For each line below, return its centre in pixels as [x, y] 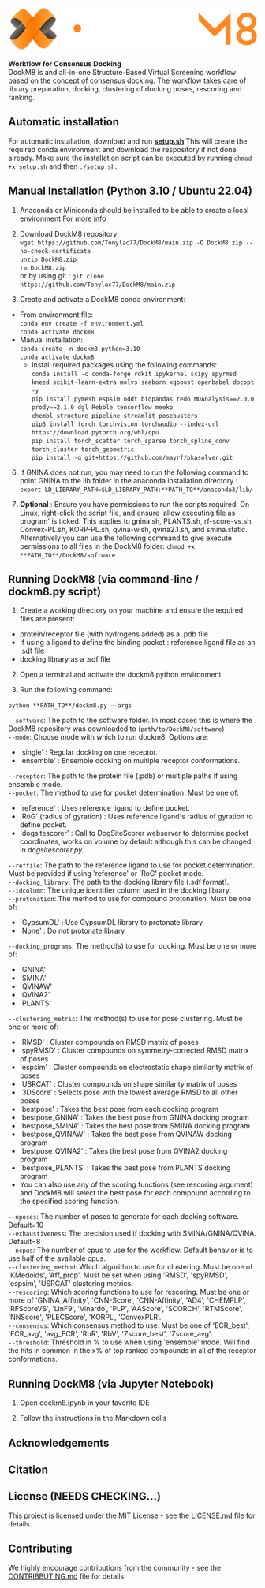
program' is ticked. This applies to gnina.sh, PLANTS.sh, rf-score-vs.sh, [136, 521]
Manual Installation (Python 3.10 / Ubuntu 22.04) [130, 191]
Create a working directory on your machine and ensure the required [131, 610]
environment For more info [63, 218]
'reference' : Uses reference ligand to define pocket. [105, 808]
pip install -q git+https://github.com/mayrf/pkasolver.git [132, 457]
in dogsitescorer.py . [52, 850]
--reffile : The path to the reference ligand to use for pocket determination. [131, 865]
